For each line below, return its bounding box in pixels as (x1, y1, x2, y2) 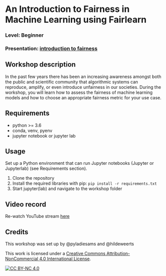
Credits (5, 227, 29, 236)
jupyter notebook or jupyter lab (12, 133, 76, 138)
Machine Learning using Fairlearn (5, 14, 147, 25)
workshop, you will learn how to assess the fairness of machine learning (5, 89, 153, 95)
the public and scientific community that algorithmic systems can (5, 78, 138, 85)
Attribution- (106, 251, 130, 257)
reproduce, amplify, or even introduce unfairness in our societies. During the (5, 84, 161, 90)
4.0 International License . (39, 256, 91, 262)
